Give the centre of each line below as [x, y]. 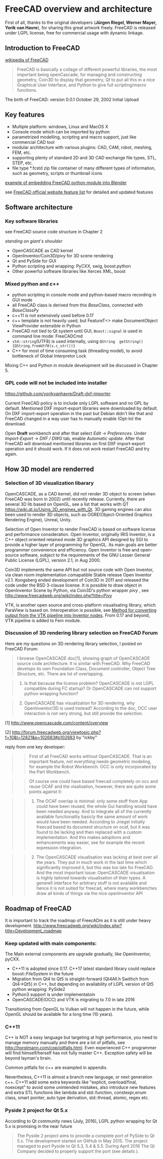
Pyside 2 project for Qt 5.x [36, 1110]
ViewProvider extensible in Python [46, 325]
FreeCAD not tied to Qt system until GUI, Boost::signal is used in [77, 331]
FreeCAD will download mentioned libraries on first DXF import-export [75, 443]
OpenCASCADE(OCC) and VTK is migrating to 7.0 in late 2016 [73, 999]
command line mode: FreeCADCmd [47, 336]
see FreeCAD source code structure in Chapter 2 [54, 232]
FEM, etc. [22, 152]
